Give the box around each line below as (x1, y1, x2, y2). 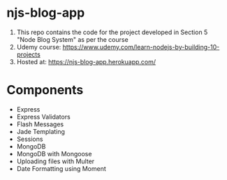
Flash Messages (16, 120, 64, 128)
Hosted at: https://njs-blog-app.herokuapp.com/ (16, 57, 156, 66)
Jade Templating (16, 127, 66, 135)
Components (6, 82, 84, 98)
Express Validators (16, 112, 71, 121)
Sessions (16, 135, 43, 143)
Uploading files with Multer (16, 157, 95, 165)
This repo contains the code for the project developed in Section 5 (16, 28, 208, 36)
